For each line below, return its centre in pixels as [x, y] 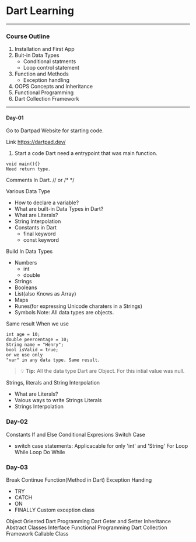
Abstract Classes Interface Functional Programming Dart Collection [87, 527]
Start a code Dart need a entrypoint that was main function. [86, 153]
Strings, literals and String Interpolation [53, 383]
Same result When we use [37, 324]
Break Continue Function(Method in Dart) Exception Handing [79, 480]
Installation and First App [44, 49]
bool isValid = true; [32, 350]
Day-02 [17, 421]
